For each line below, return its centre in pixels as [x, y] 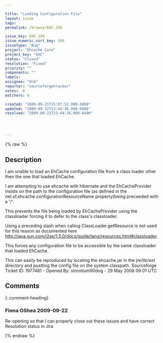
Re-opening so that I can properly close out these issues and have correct [80, 321]
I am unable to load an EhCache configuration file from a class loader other [81, 171]
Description [23, 160]
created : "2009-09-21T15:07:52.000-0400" [48, 104]
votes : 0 [15, 91]
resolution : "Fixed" [26, 64]
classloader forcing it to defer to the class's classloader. [61, 216]
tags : [11, 23]
